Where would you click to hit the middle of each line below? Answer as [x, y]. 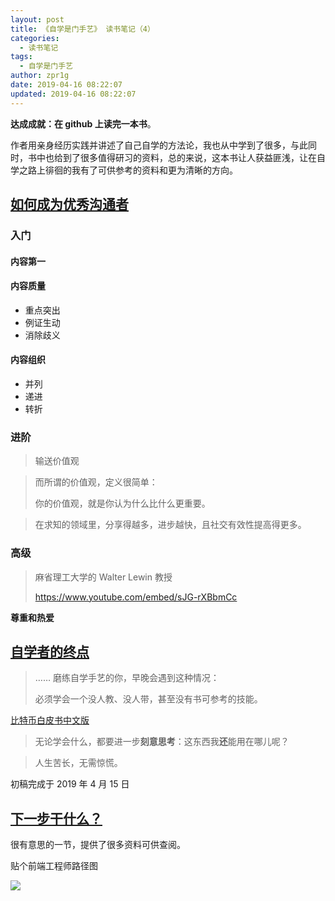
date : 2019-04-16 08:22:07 [66, 85]
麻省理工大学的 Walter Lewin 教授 [103, 577]
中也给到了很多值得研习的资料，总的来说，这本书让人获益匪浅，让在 [176, 157]
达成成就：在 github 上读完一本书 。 [83, 123]
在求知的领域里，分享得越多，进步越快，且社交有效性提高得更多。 [170, 525]
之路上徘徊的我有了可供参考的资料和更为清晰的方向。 [128, 170]
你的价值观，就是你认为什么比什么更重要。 [122, 503]
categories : [35, 38]
